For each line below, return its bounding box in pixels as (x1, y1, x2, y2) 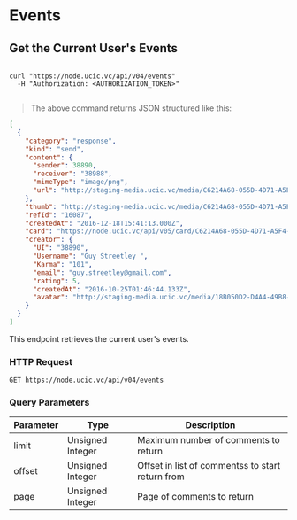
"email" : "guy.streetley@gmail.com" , (32, 268, 172, 277)
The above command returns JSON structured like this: (30, 103, 232, 113)
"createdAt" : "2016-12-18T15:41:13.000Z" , (25, 219, 184, 228)
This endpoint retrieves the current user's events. (9, 333, 189, 344)
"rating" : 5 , (32, 276, 81, 285)
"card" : (25, 227, 53, 236)
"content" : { (25, 152, 73, 162)
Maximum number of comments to (136, 434, 280, 446)
